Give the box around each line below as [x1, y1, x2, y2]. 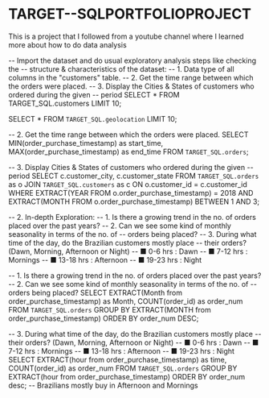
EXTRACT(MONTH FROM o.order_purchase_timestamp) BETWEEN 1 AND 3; [8, 197, 260, 206]
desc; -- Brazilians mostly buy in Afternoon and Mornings [8, 380, 198, 390]
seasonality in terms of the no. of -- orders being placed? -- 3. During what [8, 229, 257, 238]
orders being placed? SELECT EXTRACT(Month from [8, 288, 183, 297]
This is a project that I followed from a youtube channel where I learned [8, 31, 244, 41]
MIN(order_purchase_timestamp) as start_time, [8, 138, 164, 147]
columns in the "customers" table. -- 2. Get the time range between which [8, 73, 254, 82]
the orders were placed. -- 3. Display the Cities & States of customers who [8, 81, 255, 91]
